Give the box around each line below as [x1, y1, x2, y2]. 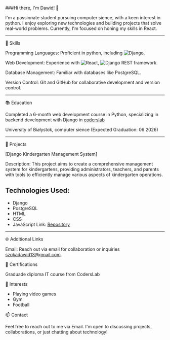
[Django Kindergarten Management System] [5, 151, 98, 157]
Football [12, 301, 30, 308]
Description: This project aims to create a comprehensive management [5, 161, 153, 167]
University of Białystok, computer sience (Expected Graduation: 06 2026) [5, 127, 158, 132]
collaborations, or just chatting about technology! [5, 329, 108, 335]
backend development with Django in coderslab [5, 117, 105, 123]
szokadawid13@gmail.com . [5, 251, 62, 257]
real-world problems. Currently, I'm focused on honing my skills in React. [5, 25, 157, 31]
